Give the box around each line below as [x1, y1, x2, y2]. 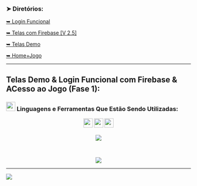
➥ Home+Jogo [6, 52, 42, 59]
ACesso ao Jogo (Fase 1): [6, 84, 100, 94]
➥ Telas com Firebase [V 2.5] [6, 29, 77, 36]
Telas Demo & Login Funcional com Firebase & [6, 75, 178, 84]
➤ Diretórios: [6, 5, 44, 13]
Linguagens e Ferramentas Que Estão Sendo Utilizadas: [16, 104, 179, 113]
